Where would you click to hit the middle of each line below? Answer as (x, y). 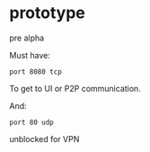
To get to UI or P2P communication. (75, 88)
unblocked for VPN (44, 139)
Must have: (30, 55)
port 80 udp (31, 122)
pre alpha (27, 38)
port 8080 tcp (36, 72)
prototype (47, 13)
